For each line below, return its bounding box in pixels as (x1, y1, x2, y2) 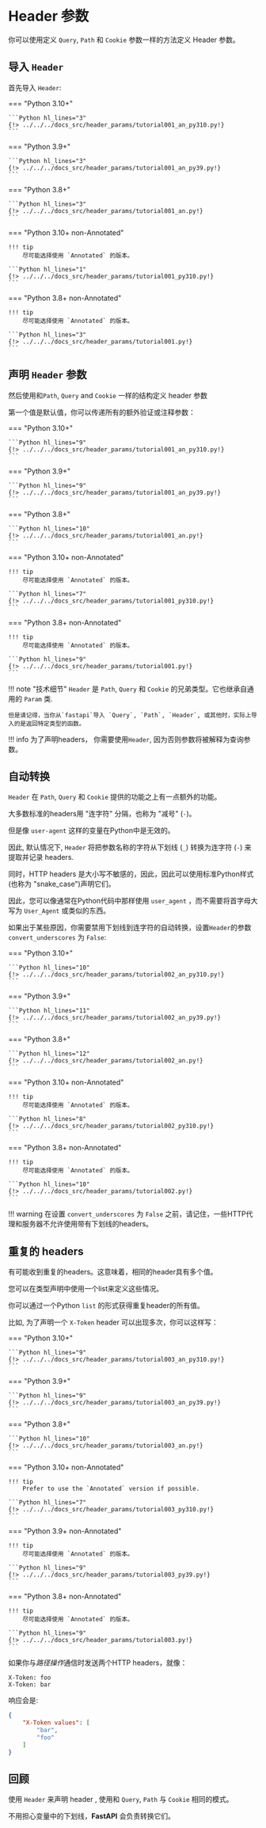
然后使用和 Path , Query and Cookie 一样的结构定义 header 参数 (8, 390, 208, 400)
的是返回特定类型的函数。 (13, 720, 85, 728)
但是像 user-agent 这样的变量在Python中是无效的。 (8, 826, 176, 835)
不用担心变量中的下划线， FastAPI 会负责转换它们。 (8, 1811, 176, 1821)
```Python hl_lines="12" (8, 1050, 90, 1058)
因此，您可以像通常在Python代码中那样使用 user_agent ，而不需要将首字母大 (8, 896, 259, 906)
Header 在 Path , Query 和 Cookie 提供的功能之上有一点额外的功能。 (8, 792, 222, 802)
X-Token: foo (8, 1674, 51, 1682)
